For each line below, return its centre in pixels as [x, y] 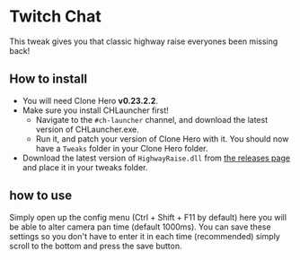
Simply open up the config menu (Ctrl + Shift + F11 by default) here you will [148, 217]
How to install [49, 79]
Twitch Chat [55, 17]
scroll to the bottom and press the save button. [96, 246]
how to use [41, 196]
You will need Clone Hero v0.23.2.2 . [90, 100]
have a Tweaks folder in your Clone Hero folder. [122, 148]
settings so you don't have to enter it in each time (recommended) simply [145, 236]
